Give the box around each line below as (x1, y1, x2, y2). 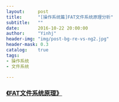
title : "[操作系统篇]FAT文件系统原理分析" (6, 14, 114, 20)
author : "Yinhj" (6, 31, 57, 37)
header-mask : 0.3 (6, 42, 49, 48)
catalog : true (6, 47, 49, 53)
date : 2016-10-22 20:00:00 (6, 25, 88, 31)
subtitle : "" (6, 19, 44, 25)
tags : (6, 52, 19, 58)
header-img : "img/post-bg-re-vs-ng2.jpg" (6, 36, 110, 42)
